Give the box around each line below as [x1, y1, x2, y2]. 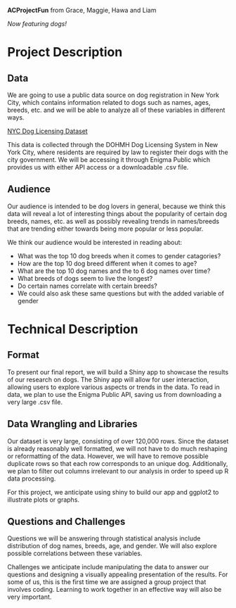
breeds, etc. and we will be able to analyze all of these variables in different [7, 106, 225, 114]
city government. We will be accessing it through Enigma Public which [7, 156, 211, 164]
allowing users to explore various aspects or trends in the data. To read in [7, 383, 220, 391]
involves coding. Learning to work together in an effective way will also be [7, 585, 222, 594]
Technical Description [7, 322, 138, 337]
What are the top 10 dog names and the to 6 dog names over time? [17, 267, 211, 275]
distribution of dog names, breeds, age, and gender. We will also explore [7, 542, 218, 550]
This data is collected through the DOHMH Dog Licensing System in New [7, 141, 218, 148]
